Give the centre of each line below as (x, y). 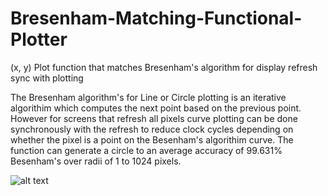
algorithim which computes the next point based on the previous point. (156, 108)
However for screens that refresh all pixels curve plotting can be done (154, 118)
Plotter (39, 39)
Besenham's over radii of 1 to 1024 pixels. (96, 161)
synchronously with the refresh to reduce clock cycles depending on (152, 129)
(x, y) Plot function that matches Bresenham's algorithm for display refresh (164, 67)
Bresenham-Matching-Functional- (156, 18)
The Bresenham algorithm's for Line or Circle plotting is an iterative (148, 97)
